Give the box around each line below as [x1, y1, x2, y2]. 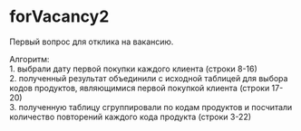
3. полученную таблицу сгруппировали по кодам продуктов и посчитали [9, 101, 293, 112]
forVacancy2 [9, 6, 110, 27]
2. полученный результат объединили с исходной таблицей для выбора [9, 72, 288, 83]
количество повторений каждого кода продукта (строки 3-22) [9, 111, 252, 122]
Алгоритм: [9, 53, 50, 64]
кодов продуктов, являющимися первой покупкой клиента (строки [9, 82, 270, 93]
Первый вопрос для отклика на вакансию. [9, 36, 174, 47]
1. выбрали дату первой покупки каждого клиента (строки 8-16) [9, 63, 258, 74]
